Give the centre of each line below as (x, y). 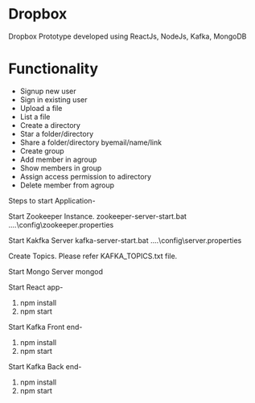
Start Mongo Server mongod (56, 271)
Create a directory (50, 125)
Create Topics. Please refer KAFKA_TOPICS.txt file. (93, 256)
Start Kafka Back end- (45, 366)
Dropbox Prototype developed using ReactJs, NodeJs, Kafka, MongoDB (127, 36)
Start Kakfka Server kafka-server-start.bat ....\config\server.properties (125, 240)
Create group (42, 150)
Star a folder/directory (57, 134)
